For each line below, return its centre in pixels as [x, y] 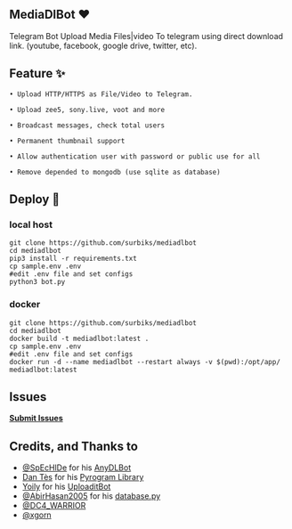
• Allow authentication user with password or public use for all [135, 156]
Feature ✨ [37, 73]
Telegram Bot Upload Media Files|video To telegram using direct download [146, 36]
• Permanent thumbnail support [67, 141]
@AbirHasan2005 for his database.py [91, 496]
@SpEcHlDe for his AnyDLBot [77, 468]
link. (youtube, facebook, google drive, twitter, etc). [103, 45]
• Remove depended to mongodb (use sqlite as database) [115, 172]
